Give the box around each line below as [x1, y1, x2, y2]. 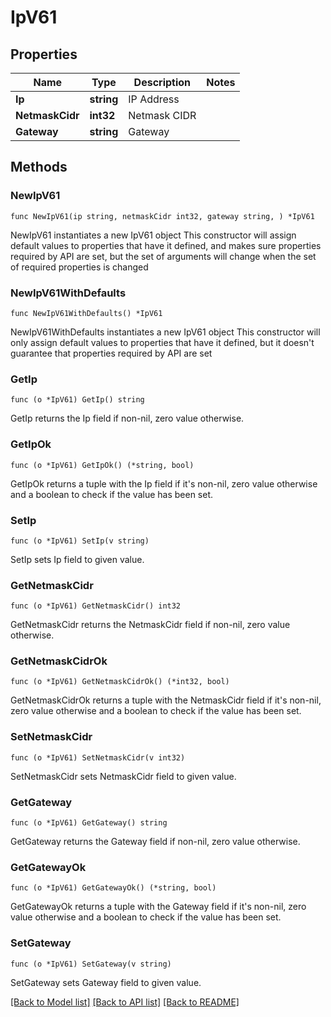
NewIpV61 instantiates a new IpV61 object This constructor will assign [10, 229, 297, 241]
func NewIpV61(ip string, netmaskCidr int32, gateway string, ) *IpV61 [10, 211, 315, 221]
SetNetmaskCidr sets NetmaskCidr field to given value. [10, 770, 237, 782]
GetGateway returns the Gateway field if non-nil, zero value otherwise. [10, 836, 301, 848]
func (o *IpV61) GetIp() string [10, 395, 145, 405]
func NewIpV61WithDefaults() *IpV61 [10, 308, 163, 318]
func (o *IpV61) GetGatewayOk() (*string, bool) [10, 883, 217, 893]
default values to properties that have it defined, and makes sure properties [10, 239, 322, 251]
